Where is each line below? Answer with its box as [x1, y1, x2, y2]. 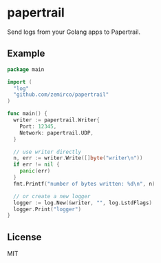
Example [7, 48, 45, 59]
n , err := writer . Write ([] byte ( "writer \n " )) [13, 155, 143, 162]
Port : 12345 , [19, 123, 57, 130]
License [7, 231, 42, 243]
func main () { [7, 110, 48, 117]
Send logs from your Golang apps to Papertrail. [7, 28, 141, 36]
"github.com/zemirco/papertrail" [13, 91, 109, 98]
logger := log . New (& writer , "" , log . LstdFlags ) [13, 199, 153, 206]
